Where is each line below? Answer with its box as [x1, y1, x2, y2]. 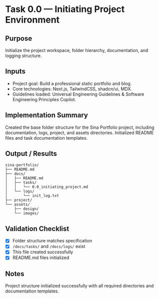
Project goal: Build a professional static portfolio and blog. [12, 80, 132, 86]
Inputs [5, 67, 26, 76]
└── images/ [14, 211, 39, 216]
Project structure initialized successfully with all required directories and [5, 283, 154, 289]
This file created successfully [12, 249, 73, 255]
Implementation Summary [5, 111, 88, 120]
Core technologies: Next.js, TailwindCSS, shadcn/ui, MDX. [12, 86, 132, 92]
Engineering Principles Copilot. [12, 96, 76, 102]
